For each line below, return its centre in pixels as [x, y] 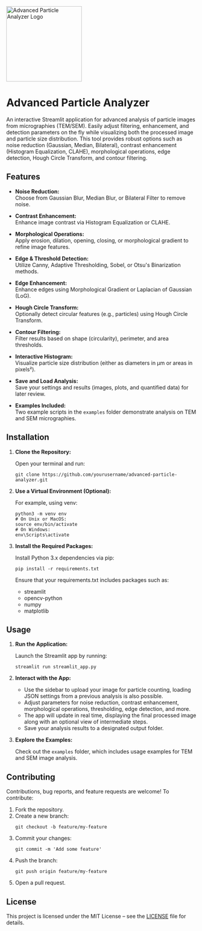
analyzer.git [31, 480]
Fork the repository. [39, 810]
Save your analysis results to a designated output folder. [94, 728]
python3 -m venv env [41, 514]
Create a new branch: [42, 816]
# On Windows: [33, 529]
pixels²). [25, 369]
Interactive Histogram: [44, 356]
